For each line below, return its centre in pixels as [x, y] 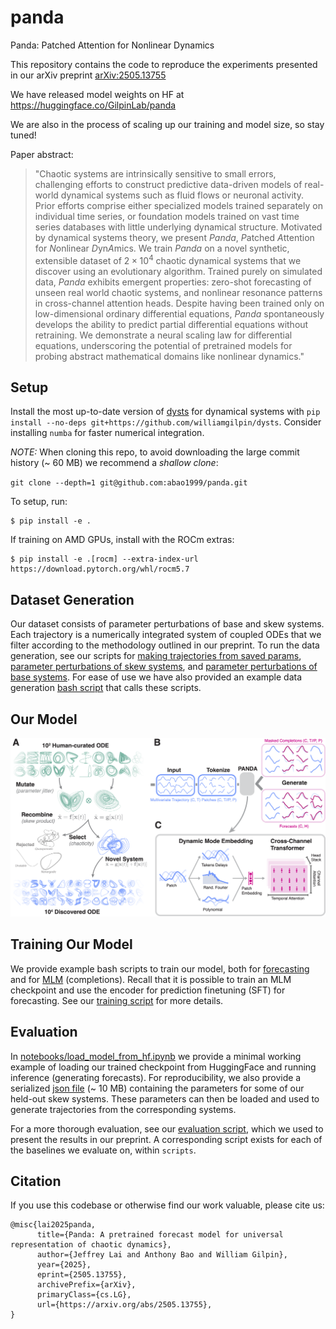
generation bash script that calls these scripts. [106, 688]
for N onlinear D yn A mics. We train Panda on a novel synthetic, [162, 248]
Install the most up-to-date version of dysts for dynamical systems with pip [165, 412]
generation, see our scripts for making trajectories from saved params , [156, 656]
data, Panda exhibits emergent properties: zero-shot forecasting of [173, 282]
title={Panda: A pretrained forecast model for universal [160, 1235]
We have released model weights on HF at [97, 94]
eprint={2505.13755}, [82, 1275]
